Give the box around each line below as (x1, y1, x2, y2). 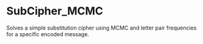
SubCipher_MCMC (6, 4, 103, 18)
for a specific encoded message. (6, 30, 90, 37)
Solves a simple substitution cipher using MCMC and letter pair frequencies (6, 24, 197, 31)
